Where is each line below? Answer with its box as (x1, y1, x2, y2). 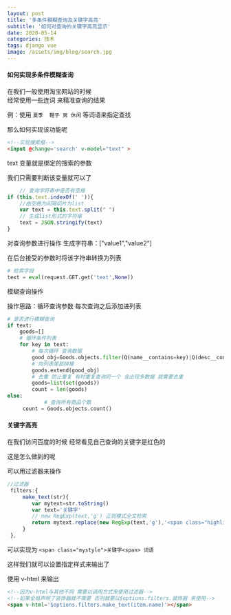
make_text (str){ (22, 494, 69, 501)
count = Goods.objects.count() (22, 405, 112, 412)
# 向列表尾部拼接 (32, 360, 74, 367)
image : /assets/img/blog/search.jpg (7, 49, 112, 56)
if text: (7, 322, 32, 329)
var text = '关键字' (32, 506, 81, 514)
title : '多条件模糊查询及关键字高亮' (7, 17, 102, 23)
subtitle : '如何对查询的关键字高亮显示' (7, 23, 111, 30)
